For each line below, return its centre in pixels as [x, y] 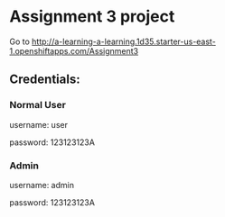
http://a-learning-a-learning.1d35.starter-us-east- [124, 41]
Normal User [37, 105]
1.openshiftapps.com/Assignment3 [74, 50]
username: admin [42, 185]
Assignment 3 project [92, 17]
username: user [38, 124]
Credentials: [45, 80]
